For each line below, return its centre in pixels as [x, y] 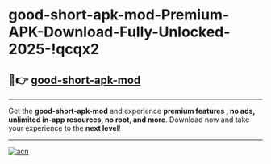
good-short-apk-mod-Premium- [119, 15]
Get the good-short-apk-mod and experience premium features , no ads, [132, 111]
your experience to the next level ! [65, 128]
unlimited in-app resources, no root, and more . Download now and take [129, 120]
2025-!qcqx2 [54, 49]
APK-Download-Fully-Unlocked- [119, 32]
